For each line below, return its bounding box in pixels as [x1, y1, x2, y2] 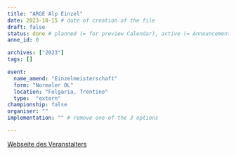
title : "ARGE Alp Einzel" [7, 10, 83, 18]
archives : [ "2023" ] [7, 49, 65, 56]
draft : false [7, 23, 46, 30]
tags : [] [7, 56, 33, 63]
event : [7, 68, 27, 75]
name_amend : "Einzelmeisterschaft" [13, 75, 118, 82]
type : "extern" [13, 94, 61, 102]
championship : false [7, 101, 68, 108]
